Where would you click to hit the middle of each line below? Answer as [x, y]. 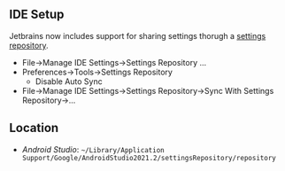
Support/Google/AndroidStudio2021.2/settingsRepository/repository [149, 158]
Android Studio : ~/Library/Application [93, 149]
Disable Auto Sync [69, 81]
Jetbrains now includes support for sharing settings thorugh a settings [138, 35]
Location [34, 128]
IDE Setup [37, 15]
